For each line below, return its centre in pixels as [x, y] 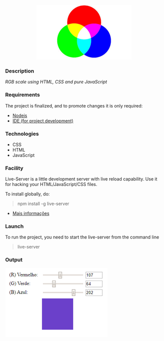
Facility [14, 168]
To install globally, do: [27, 194]
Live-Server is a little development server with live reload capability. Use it [81, 179]
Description [20, 71]
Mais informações [31, 213]
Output [14, 260]
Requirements [23, 95]
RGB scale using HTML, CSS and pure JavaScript [56, 82]
